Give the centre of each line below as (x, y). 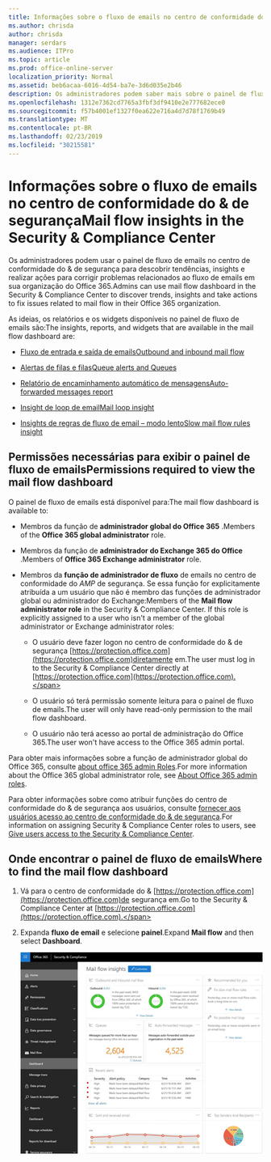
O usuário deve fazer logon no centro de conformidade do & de (138, 642)
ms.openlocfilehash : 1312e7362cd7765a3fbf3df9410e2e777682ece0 (117, 102)
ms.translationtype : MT (48, 120)
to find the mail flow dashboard (88, 871)
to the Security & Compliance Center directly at (110, 668)
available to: (28, 511)
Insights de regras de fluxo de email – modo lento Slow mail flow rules (135, 423)
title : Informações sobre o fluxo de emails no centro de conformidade (131, 17)
